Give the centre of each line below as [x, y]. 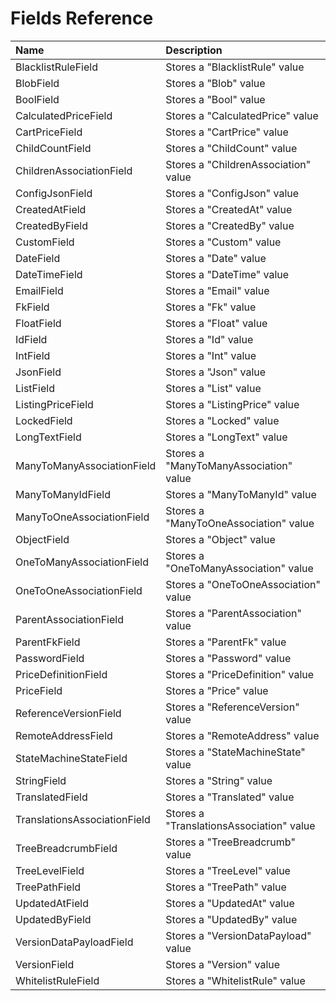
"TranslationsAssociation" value [240, 825]
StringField [41, 780]
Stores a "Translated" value [230, 797]
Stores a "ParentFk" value [226, 642]
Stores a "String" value [219, 780]
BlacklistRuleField [56, 67]
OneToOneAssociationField [79, 590]
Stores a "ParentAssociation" [233, 613]
